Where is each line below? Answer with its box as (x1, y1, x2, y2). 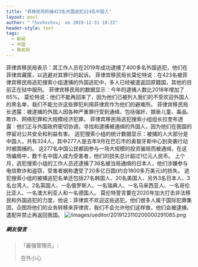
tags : (6, 31, 19, 37)
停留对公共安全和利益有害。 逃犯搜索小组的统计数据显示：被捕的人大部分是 (6, 130, 189, 137)
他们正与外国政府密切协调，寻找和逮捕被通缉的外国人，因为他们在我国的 (16, 123, 192, 130)
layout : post (6, 14, 38, 20)
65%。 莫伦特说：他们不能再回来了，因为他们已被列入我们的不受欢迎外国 (6, 93, 184, 100)
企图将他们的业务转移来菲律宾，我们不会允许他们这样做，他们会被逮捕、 (16, 204, 192, 211)
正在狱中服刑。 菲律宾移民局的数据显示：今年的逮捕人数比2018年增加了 (11, 86, 184, 93)
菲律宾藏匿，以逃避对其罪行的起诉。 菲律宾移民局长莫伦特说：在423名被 (6, 71, 183, 78)
